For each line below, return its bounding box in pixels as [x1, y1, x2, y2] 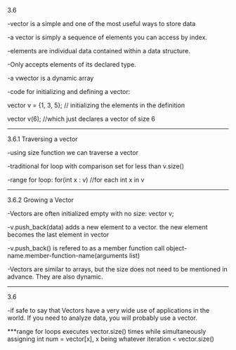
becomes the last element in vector [7, 231, 110, 238]
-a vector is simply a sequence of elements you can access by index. [7, 33, 208, 41]
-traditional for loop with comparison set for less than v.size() [7, 162, 185, 170]
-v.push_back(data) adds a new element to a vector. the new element [7, 223, 208, 231]
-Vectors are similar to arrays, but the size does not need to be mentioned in [7, 265, 228, 273]
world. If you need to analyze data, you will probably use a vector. [7, 314, 198, 322]
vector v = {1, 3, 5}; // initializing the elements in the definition [7, 101, 185, 109]
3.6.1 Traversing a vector [7, 135, 79, 143]
